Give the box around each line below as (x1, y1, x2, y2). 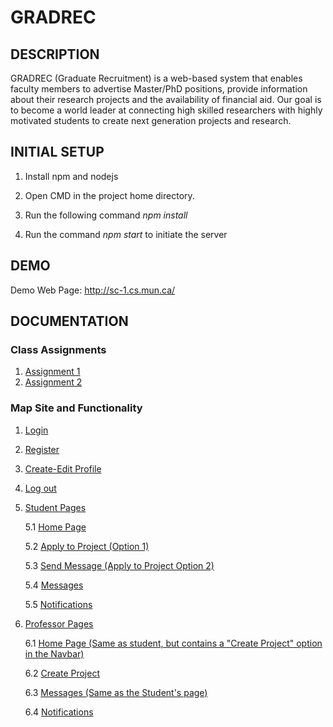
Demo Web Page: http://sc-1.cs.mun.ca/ (10, 284, 176, 296)
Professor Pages (24, 617, 94, 630)
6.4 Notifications (24, 706, 94, 718)
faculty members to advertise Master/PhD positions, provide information (10, 83, 308, 95)
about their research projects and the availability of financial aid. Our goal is (10, 94, 322, 105)
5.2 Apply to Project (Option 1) (24, 540, 150, 552)
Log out (24, 482, 57, 494)
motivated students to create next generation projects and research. (10, 115, 292, 126)
